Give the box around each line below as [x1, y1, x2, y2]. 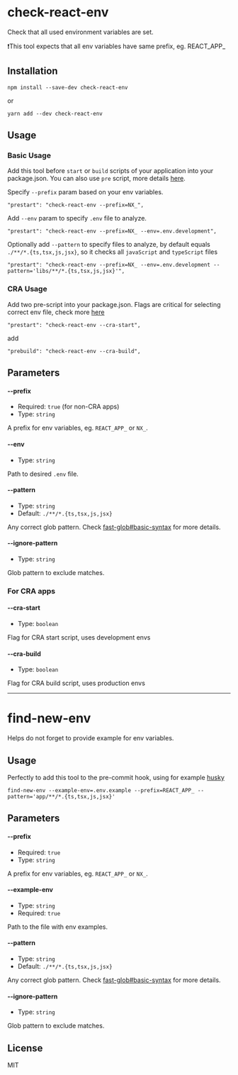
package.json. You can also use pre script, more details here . [7, 174, 186, 183]
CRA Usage [7, 284, 47, 294]
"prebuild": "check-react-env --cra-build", [7, 347, 141, 355]
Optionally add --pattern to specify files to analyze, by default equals [7, 240, 210, 249]
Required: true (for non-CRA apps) [17, 402, 120, 411]
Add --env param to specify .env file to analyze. [7, 214, 147, 223]
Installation [7, 65, 58, 77]
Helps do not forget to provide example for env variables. [7, 734, 174, 742]
